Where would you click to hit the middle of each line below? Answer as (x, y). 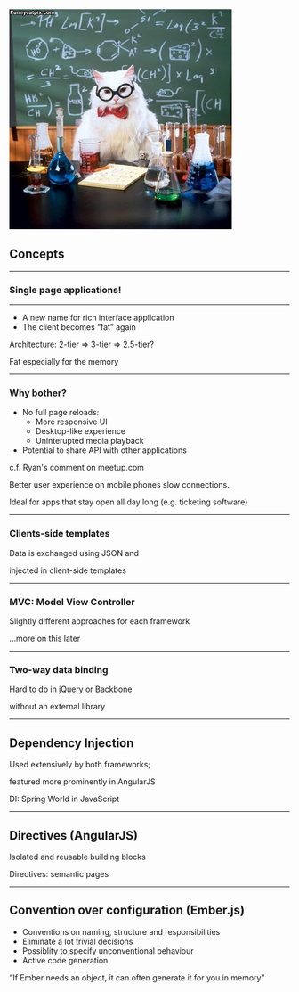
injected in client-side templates (68, 570)
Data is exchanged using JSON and (74, 553)
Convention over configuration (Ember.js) (127, 910)
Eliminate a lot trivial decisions (77, 941)
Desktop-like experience (81, 431)
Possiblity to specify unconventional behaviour (108, 951)
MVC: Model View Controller (72, 602)
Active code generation (65, 960)
